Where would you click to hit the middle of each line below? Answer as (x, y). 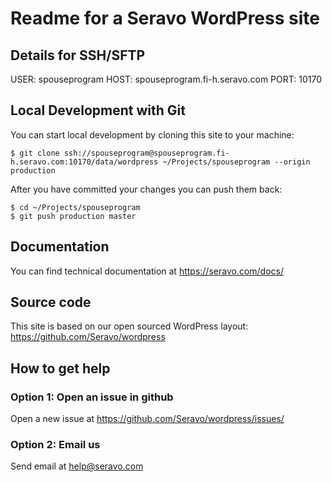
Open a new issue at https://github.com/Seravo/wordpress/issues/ (147, 419)
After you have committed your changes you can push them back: (146, 189)
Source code (51, 302)
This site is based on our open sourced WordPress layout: (129, 326)
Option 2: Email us (55, 445)
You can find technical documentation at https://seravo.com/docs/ (147, 271)
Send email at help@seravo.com (77, 466)
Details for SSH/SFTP (78, 55)
